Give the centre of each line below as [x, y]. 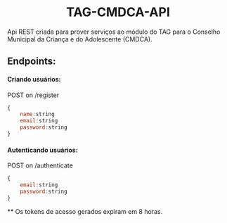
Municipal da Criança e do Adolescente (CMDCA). [80, 39]
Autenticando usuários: [43, 150]
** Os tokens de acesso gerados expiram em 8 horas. [85, 211]
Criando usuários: [34, 79]
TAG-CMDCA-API [118, 12]
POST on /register [33, 95]
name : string [37, 114]
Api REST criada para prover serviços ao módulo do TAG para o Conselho [114, 32]
